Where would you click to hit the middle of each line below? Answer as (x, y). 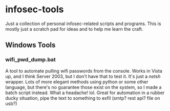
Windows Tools (30, 45)
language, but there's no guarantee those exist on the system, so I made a (83, 87)
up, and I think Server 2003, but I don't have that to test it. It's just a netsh (83, 76)
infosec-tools (35, 9)
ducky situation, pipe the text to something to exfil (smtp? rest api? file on (83, 98)
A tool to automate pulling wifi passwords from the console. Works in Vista (84, 71)
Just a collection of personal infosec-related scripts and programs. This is (83, 24)
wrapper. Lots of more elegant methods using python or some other (77, 82)
